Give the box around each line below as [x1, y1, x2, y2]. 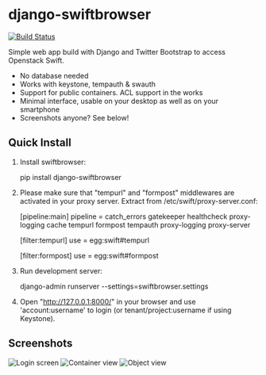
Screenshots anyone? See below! [19, 113, 129, 122]
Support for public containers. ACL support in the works [19, 87, 203, 97]
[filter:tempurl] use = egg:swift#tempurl [19, 235, 149, 245]
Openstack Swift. [8, 55, 65, 65]
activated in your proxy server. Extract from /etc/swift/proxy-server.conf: [19, 196, 258, 205]
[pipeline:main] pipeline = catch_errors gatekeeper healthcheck [19, 212, 228, 221]
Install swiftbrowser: [19, 157, 87, 166]
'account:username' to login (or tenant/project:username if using [19, 305, 232, 315]
